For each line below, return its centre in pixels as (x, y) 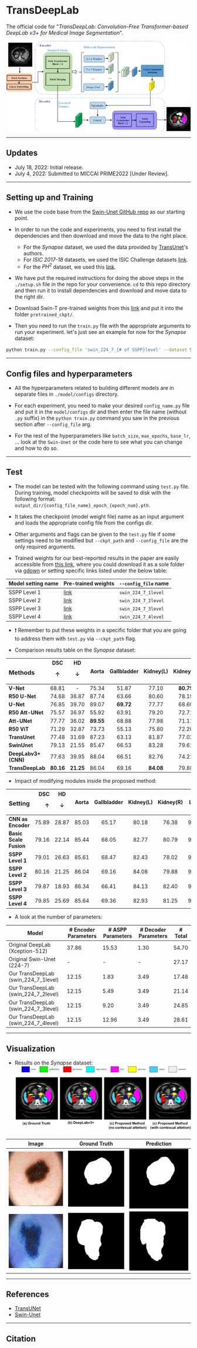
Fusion (17, 846)
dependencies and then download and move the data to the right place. (101, 235)
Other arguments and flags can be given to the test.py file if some (95, 534)
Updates (22, 153)
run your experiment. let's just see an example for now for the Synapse (100, 332)
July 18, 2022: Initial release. (49, 167)
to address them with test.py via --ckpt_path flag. (75, 638)
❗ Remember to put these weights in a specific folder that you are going (100, 630)
